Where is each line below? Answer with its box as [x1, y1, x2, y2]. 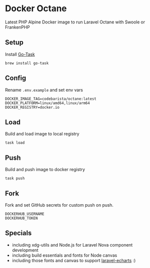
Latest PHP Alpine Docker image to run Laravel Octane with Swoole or [5, 19, 146, 25]
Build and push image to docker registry [5, 167, 85, 172]
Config [5, 74, 26, 82]
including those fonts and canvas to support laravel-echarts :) [12, 257, 136, 263]
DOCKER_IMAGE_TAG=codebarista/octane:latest [5, 96, 97, 101]
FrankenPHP [5, 24, 30, 30]
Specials [5, 229, 32, 237]
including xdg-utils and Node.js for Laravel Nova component [12, 242, 133, 248]
